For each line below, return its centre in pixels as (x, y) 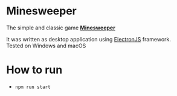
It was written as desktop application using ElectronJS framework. (88, 39)
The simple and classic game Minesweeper (61, 28)
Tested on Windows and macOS (46, 46)
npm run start (33, 87)
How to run (34, 70)
